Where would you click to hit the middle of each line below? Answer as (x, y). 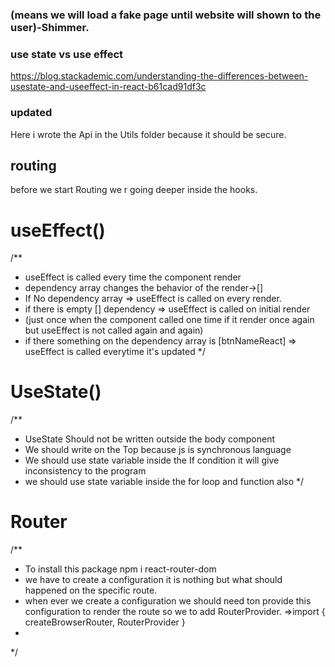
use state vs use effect (67, 54)
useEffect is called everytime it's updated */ (115, 352)
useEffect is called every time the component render (133, 277)
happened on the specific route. (91, 590)
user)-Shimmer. (50, 27)
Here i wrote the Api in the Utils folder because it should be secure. (148, 134)
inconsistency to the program (85, 471)
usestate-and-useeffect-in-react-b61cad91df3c (108, 87)
